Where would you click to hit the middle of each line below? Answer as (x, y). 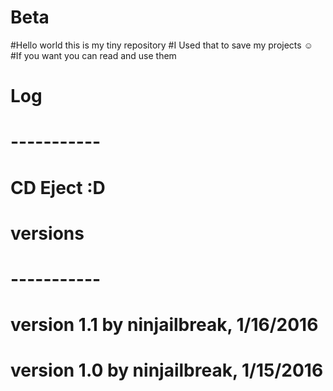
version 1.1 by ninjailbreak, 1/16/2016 (164, 325)
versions (47, 233)
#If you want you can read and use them (93, 55)
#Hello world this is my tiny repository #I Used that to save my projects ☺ (161, 45)
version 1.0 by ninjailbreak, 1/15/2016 (167, 370)
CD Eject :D (58, 187)
